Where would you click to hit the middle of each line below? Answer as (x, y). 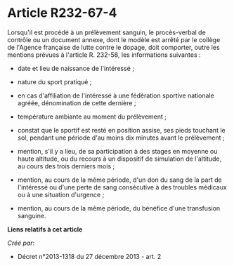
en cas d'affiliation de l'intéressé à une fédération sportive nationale (116, 95)
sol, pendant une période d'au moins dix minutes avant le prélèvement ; (121, 138)
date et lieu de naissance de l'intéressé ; (76, 68)
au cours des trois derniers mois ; (66, 166)
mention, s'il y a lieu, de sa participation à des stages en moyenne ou (117, 151)
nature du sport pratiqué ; (54, 81)
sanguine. (32, 215)
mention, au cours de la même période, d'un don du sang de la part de (120, 180)
